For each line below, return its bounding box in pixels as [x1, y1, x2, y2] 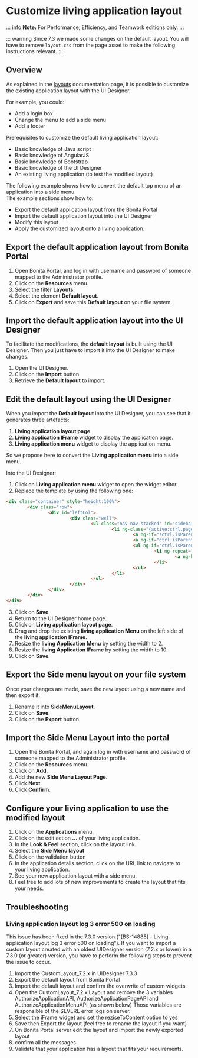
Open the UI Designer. [14, 365, 69, 372]
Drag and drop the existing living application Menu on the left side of [14, 627, 184, 634]
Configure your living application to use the [6, 803, 169, 813]
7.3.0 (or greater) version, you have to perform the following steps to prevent [6, 951, 192, 959]
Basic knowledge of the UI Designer [14, 164, 102, 171]
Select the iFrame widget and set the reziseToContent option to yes [14, 1014, 178, 1021]
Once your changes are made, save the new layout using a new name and [6, 685, 186, 692]
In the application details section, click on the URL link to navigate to [14, 860, 181, 867]
